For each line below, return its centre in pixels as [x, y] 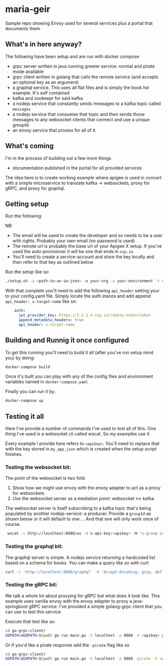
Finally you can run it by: [30, 392]
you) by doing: [20, 358]
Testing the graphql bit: [34, 546]
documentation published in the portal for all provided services [77, 168]
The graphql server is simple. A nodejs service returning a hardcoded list [80, 557]
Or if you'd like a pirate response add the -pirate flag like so [67, 645]
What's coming [29, 146]
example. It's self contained [41, 93]
